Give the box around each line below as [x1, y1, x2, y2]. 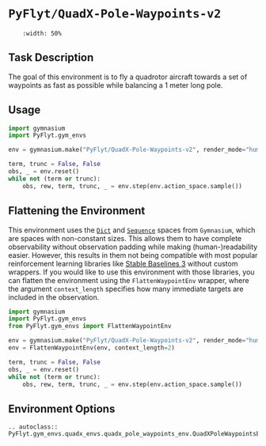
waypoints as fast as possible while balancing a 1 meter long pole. [8, 80, 223, 89]
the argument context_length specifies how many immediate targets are [8, 284, 244, 293]
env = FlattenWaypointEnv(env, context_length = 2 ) [8, 344, 176, 352]
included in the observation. [8, 292, 100, 302]
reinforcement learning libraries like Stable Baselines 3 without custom [8, 259, 238, 268]
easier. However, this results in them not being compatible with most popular [8, 250, 258, 259]
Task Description [8, 51, 94, 65]
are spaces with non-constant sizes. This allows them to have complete [8, 233, 242, 243]
